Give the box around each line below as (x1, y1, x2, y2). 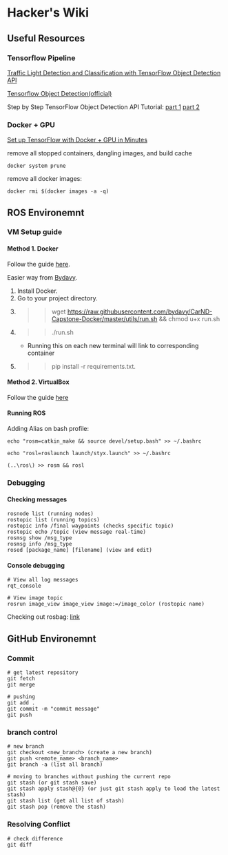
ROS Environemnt (7, 206, 85, 218)
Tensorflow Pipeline (7, 53, 76, 63)
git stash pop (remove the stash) (7, 803, 107, 811)
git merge (7, 682, 36, 689)
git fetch (7, 675, 36, 682)
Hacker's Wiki (7, 5, 90, 21)
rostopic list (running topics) (7, 517, 100, 523)
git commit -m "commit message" (7, 706, 100, 713)
